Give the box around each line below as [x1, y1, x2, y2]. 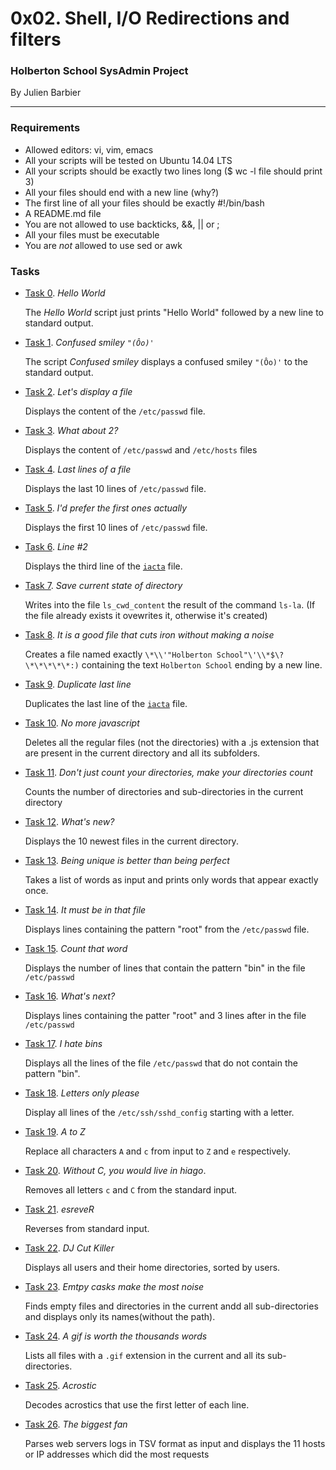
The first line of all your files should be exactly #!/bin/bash [24, 197, 265, 209]
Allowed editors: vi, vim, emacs [24, 143, 154, 156]
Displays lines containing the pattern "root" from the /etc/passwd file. [24, 923, 310, 936]
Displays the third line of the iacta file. [24, 560, 183, 572]
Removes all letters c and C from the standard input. [24, 1184, 238, 1196]
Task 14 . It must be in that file [24, 904, 147, 916]
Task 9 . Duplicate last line [24, 678, 132, 691]
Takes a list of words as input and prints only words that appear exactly [24, 874, 319, 886]
